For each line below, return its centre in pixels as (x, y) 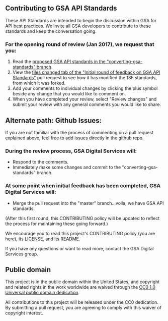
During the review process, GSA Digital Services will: (71, 151)
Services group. (22, 254)
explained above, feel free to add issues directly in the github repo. (74, 138)
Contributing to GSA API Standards (61, 8)
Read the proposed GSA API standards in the (59, 62)
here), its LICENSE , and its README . (43, 239)
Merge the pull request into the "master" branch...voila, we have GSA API (88, 203)
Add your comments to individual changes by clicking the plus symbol (85, 88)
